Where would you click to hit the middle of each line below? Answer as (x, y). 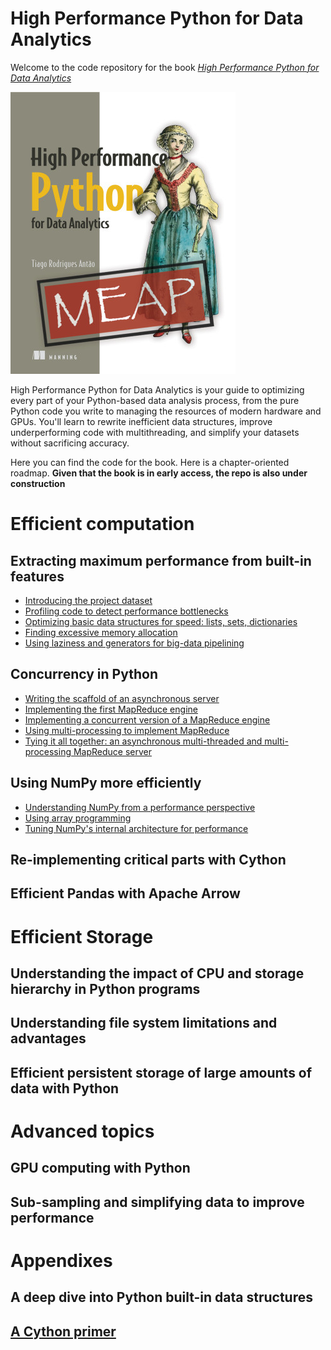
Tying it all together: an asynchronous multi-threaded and (143, 741)
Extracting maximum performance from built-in (161, 560)
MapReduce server (112, 751)
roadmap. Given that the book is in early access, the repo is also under (159, 473)
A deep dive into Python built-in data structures (161, 1297)
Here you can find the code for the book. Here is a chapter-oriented (150, 462)
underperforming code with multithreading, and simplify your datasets (155, 432)
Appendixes (61, 1260)
